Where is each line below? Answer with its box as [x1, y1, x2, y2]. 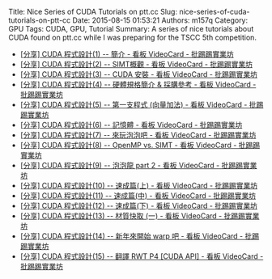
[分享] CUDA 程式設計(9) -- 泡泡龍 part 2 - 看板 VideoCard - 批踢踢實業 [19, 161, 257, 170]
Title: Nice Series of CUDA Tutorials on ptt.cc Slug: [8, 7, 178, 16]
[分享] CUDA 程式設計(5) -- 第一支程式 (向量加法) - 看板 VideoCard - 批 [19, 100, 257, 109]
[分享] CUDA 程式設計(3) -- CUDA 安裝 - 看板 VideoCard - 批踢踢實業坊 [19, 70, 257, 79]
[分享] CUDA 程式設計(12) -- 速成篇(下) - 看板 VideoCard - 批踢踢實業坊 [19, 201, 257, 210]
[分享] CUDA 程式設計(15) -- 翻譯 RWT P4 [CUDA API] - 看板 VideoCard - [19, 252, 264, 261]
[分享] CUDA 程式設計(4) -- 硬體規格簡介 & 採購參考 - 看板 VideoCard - [19, 80, 257, 89]
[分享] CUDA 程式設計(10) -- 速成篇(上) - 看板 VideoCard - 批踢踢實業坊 [19, 181, 257, 190]
